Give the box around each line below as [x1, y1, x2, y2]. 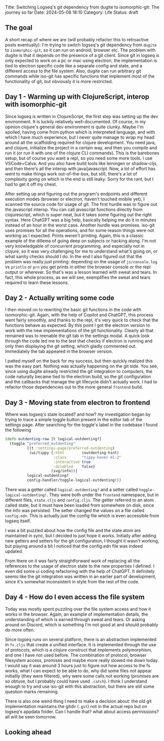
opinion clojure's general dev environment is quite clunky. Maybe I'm [5, 124, 144, 130]
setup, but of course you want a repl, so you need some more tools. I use [5, 155, 153, 161]
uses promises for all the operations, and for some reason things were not [5, 227, 154, 233]
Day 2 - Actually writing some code [5, 294, 115, 302]
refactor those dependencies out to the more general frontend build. [5, 384, 143, 390]
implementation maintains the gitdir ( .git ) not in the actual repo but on [5, 703, 147, 709]
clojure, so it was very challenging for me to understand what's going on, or [5, 248, 158, 254]
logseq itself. [5, 518, 31, 524]
